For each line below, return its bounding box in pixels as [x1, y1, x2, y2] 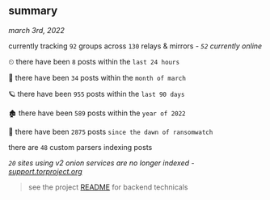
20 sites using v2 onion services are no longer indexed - [8, 158, 195, 168]
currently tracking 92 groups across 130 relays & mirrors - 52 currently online [8, 41, 263, 51]
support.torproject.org [8, 166, 82, 176]
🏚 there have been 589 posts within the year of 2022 [8, 108, 186, 118]
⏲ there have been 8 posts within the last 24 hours [8, 56, 180, 66]
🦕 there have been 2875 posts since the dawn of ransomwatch [8, 127, 213, 136]
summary [8, 4, 58, 18]
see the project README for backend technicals [27, 182, 188, 192]
